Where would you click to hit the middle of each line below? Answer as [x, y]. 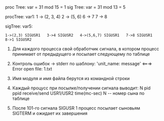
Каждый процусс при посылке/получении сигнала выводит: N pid [81, 88]
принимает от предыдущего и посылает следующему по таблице [81, 54]
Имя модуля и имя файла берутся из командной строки [71, 78]
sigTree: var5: [19, 26]
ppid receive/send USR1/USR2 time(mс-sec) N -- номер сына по [78, 93]
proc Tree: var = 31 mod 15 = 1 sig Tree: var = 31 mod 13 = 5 [65, 7]
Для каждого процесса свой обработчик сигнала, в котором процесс [86, 49]
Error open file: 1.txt [32, 69]
